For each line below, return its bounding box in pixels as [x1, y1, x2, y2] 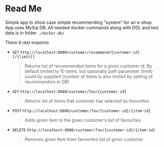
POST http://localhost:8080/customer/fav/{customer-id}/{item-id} [12, 108, 151, 113]
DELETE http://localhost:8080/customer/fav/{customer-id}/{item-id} [12, 127, 156, 133]
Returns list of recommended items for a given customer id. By [24, 63, 152, 69]
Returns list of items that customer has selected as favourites [24, 98, 150, 104]
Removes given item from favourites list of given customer [24, 136, 143, 142]
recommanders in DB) [24, 79, 70, 85]
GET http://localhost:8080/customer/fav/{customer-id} [12, 89, 127, 94]
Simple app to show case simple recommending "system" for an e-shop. [5, 19, 153, 25]
